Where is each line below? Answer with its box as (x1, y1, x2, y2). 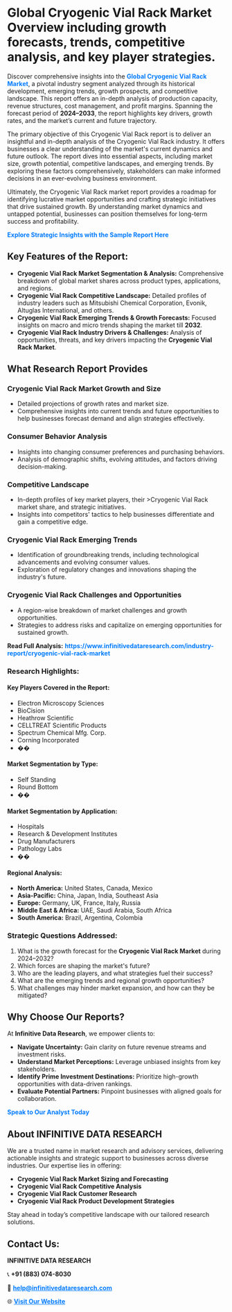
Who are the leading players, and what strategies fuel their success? (17, 969, 213, 977)
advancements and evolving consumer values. (17, 558, 150, 567)
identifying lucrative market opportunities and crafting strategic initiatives (7, 194, 216, 203)
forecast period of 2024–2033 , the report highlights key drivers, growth (7, 109, 213, 117)
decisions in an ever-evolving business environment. (7, 174, 158, 182)
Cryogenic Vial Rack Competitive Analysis (17, 1182, 142, 1190)
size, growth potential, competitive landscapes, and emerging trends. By (7, 159, 214, 167)
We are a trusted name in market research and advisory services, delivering (7, 1147, 224, 1155)
